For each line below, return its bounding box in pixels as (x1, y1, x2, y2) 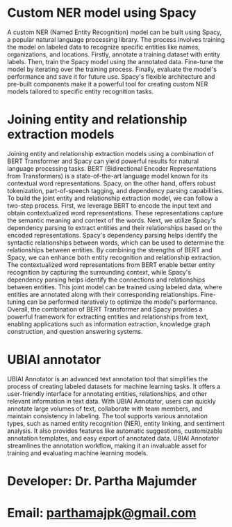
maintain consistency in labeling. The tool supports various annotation (7, 411, 208, 420)
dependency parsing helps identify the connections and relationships (7, 275, 206, 284)
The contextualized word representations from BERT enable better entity (7, 260, 215, 269)
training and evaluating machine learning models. (7, 448, 148, 457)
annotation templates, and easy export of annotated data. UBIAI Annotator (7, 434, 219, 442)
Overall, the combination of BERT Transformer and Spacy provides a (7, 305, 203, 313)
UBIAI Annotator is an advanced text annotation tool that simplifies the (7, 374, 208, 383)
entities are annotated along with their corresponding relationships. (7, 290, 199, 298)
